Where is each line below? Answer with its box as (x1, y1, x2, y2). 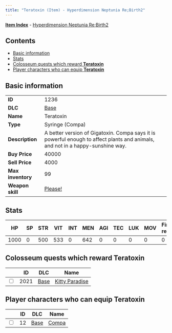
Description (8, 136, 37, 143)
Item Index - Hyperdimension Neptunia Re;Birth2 (5, 22, 109, 28)
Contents (5, 36, 36, 45)
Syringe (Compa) (44, 121, 86, 128)
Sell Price (8, 159, 32, 166)
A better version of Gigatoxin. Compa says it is (44, 129, 156, 137)
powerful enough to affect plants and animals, (44, 136, 155, 143)
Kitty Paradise (54, 277, 89, 285)
